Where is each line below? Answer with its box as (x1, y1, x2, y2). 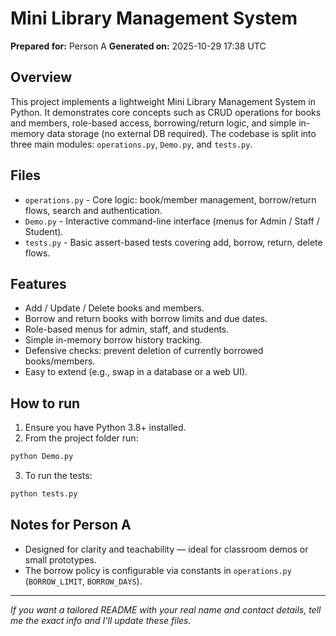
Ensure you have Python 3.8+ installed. (24, 422, 187, 434)
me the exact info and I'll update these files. (10, 614, 192, 626)
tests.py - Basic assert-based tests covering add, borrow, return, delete (24, 236, 323, 248)
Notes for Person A (10, 517, 132, 534)
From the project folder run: (24, 432, 139, 444)
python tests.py (10, 489, 78, 499)
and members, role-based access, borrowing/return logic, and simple (10, 117, 297, 129)
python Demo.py (10, 452, 74, 462)
